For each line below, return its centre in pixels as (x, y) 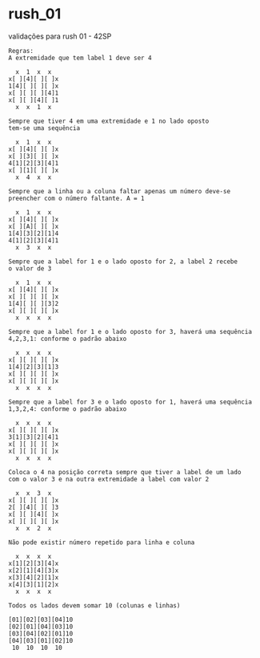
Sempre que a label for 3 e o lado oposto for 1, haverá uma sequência (130, 402)
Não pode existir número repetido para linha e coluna (102, 542)
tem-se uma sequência (44, 128)
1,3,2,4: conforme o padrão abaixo (68, 409)
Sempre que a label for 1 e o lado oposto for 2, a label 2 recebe (123, 262)
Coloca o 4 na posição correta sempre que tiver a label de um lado (125, 472)
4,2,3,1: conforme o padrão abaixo (68, 339)
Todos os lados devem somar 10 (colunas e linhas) (94, 605)
